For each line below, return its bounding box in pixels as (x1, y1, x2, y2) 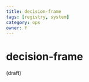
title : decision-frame (6, 8, 61, 15)
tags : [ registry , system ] (6, 14, 69, 20)
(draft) (6, 70, 22, 77)
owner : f (6, 25, 28, 31)
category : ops (6, 19, 41, 25)
